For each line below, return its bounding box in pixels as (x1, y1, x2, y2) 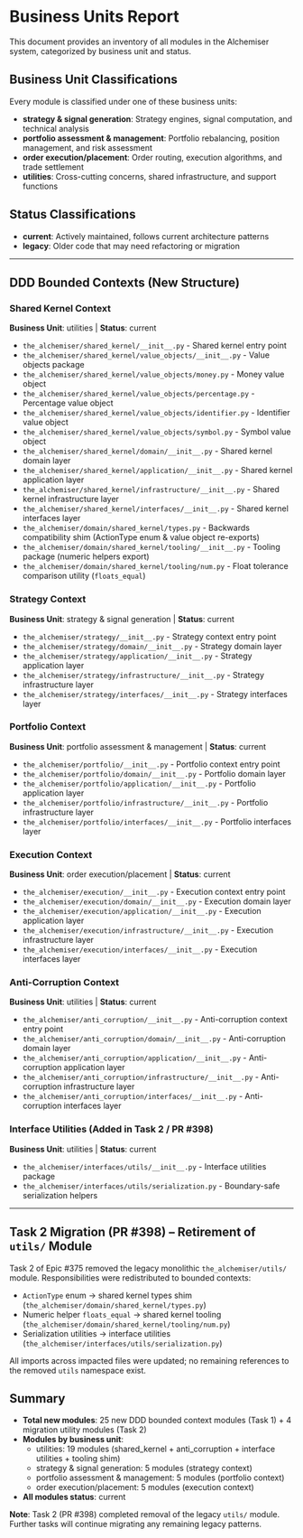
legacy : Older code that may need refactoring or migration (22, 240, 241, 251)
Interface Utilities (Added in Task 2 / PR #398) (9, 1123, 214, 1135)
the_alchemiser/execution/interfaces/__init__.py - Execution (22, 944, 258, 955)
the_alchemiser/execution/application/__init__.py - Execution (22, 906, 262, 917)
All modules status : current (22, 1492, 126, 1503)
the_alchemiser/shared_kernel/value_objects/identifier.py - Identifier (22, 407, 290, 418)
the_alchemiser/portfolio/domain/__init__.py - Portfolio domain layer (22, 768, 286, 778)
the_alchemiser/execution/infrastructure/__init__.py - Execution (22, 925, 274, 936)
